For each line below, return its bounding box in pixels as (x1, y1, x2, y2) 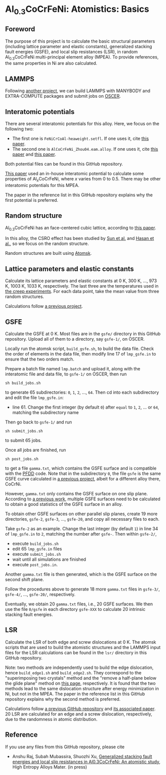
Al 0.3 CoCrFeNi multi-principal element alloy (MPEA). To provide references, (5, 54, 159, 61)
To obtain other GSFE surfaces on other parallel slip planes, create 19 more (5, 511, 158, 517)
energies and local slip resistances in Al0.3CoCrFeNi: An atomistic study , (12, 759, 161, 765)
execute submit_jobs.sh (12, 551, 61, 557)
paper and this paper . (12, 151, 56, 157)
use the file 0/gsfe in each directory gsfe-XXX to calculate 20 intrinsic (5, 606, 146, 612)
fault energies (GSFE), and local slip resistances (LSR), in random (5, 49, 138, 55)
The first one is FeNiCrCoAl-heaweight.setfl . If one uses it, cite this (12, 135, 149, 142)
